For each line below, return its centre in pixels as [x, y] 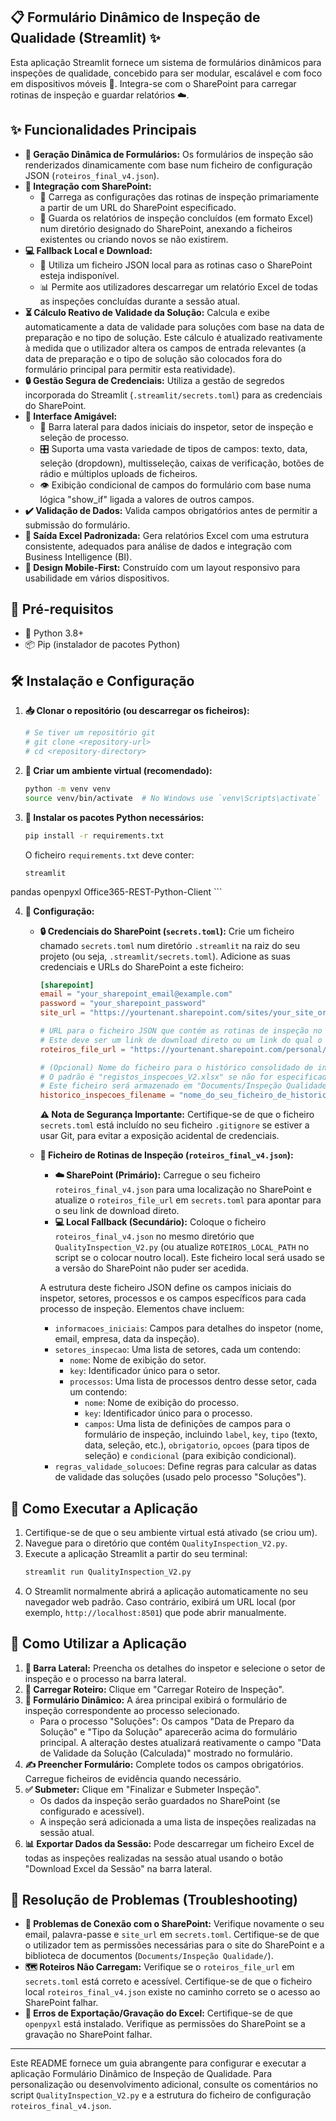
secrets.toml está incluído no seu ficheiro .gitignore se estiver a [174, 1125]
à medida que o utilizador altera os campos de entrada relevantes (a [165, 348]
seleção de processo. [84, 437]
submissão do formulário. [77, 525]
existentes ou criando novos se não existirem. [134, 239]
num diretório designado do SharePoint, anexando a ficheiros [166, 228]
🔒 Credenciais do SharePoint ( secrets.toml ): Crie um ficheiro [167, 931]
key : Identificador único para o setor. [145, 1371]
